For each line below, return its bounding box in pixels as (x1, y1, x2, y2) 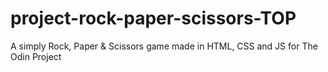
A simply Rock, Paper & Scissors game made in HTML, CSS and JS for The (10, 40, 318, 52)
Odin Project (10, 50, 62, 62)
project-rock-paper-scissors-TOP (10, 7, 297, 30)
